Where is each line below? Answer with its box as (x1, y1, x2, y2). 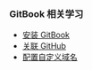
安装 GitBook (21, 29, 70, 41)
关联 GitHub (21, 41, 67, 51)
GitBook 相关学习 (9, 7, 84, 19)
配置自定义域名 (21, 51, 78, 63)
